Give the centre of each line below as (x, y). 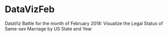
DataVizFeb (30, 9)
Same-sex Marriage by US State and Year (48, 28)
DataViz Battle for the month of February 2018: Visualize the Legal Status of (84, 23)
